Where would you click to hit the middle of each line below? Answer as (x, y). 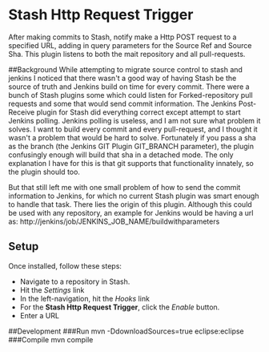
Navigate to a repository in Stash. (75, 281)
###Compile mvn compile (51, 339)
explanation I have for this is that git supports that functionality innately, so (131, 163)
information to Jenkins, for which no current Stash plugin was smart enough (134, 196)
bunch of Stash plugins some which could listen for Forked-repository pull (131, 95)
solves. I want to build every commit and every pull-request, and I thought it (133, 129)
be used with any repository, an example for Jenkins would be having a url (131, 212)
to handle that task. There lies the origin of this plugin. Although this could (130, 204)
